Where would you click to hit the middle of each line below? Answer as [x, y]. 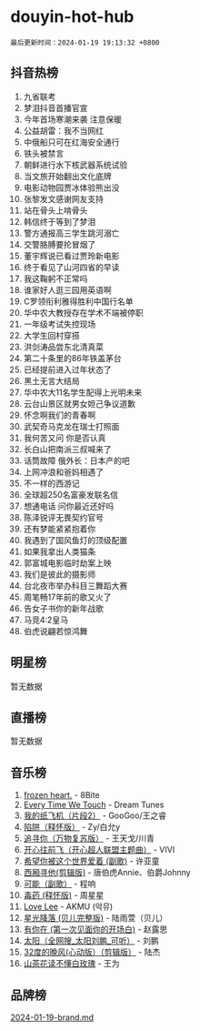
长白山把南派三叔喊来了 [67, 449]
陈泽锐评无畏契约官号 [63, 517]
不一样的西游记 [51, 483]
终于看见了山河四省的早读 [71, 267]
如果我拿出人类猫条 [60, 551]
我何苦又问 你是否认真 [65, 438]
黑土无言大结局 [51, 380]
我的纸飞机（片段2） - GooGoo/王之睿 [95, 815]
